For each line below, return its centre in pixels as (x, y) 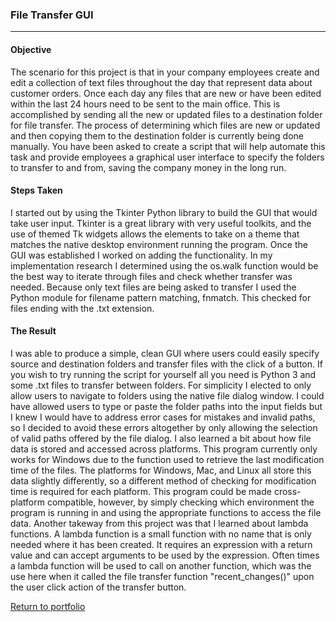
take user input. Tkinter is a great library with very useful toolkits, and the (161, 223)
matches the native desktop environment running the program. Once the (159, 244)
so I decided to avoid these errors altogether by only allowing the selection (164, 427)
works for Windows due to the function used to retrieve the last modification (167, 459)
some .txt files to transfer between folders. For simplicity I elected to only (161, 385)
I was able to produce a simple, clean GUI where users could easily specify (165, 353)
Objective (31, 49)
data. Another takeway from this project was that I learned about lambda (159, 523)
